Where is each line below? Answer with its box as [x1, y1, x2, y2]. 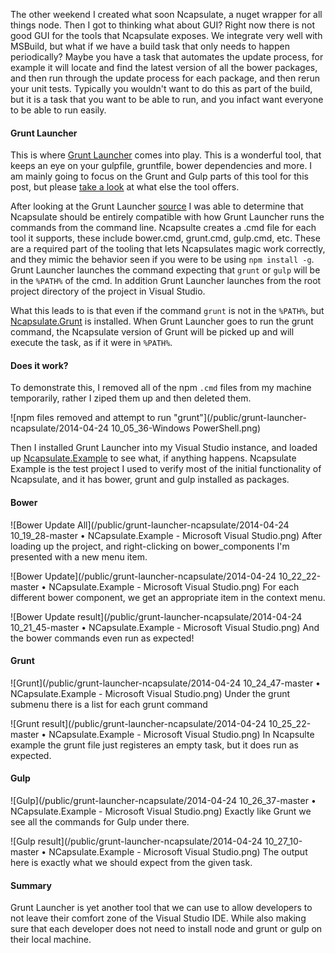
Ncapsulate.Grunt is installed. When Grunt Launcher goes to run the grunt [10, 315, 314, 328]
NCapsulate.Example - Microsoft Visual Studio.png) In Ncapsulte [48, 728, 315, 740]
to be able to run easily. [10, 104, 107, 116]
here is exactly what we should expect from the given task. [10, 857, 253, 869]
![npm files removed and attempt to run [10, 412, 172, 424]
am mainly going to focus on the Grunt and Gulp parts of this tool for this [10, 170, 309, 183]
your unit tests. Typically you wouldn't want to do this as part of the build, [10, 83, 313, 94]
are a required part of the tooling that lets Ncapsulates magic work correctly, [10, 243, 326, 255]
